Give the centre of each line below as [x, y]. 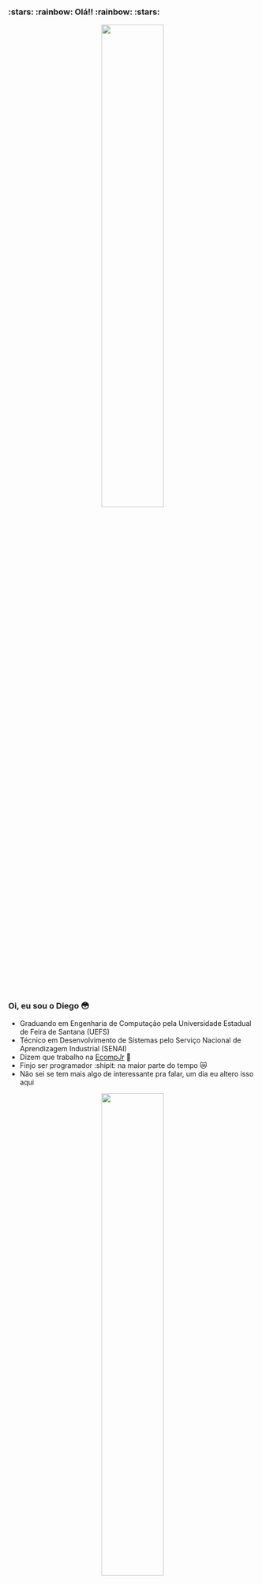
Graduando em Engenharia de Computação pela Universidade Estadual [135, 1023]
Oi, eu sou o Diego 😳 [49, 1006]
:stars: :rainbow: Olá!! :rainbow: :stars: [84, 12]
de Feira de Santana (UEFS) [65, 1031]
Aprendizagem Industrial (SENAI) [73, 1048]
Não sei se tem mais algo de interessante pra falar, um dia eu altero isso [137, 1073]
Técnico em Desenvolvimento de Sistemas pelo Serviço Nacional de [130, 1040]
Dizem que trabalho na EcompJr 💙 [75, 1057]
